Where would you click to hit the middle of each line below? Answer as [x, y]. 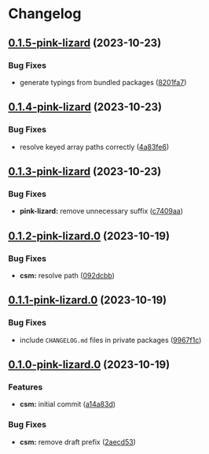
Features [26, 387]
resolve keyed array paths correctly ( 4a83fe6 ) [94, 147]
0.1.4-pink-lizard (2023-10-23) [85, 107]
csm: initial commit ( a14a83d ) [68, 404]
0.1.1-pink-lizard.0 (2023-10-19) [88, 300]
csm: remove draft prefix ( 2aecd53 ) [77, 441]
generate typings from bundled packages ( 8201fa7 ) [103, 82]
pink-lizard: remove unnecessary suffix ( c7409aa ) [101, 211]
